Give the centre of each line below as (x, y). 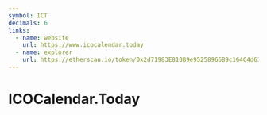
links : (19, 30)
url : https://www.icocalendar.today (83, 45)
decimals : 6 (28, 23)
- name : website (42, 38)
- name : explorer (44, 52)
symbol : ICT (28, 15)
